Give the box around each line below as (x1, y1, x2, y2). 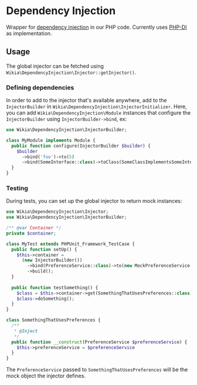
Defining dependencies (6, 83, 74, 92)
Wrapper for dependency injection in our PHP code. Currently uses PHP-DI (6, 24, 187, 31)
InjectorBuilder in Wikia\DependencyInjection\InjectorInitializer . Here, (6, 103, 187, 110)
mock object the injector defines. (6, 372, 86, 380)
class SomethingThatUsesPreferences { (6, 317, 101, 323)
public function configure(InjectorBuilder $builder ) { (11, 143, 151, 149)
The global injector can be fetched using (6, 62, 104, 69)
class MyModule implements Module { (6, 137, 96, 143)
